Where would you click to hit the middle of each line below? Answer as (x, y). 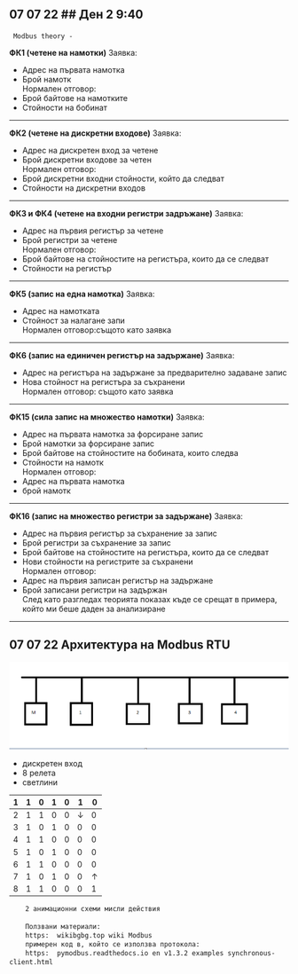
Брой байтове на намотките (75, 98)
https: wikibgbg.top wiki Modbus (89, 935)
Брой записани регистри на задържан (94, 590)
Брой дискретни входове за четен (87, 160)
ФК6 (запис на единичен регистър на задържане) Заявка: (122, 355)
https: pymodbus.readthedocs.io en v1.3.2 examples (125, 953)
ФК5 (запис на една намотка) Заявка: (82, 294)
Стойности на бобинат (65, 107)
